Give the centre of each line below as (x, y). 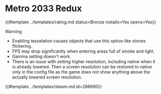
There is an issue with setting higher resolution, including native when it (84, 61)
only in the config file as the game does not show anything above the (81, 72)
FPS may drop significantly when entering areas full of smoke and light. (83, 51)
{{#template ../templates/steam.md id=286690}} (54, 86)
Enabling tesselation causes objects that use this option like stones (79, 41)
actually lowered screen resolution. (47, 77)
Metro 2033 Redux (43, 9)
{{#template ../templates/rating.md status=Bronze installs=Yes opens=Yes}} (80, 22)
